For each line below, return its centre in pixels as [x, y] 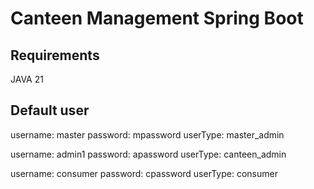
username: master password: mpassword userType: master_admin [147, 134]
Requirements [55, 55]
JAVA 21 [27, 79]
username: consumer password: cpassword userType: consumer [144, 173]
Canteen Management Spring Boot [157, 18]
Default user [50, 110]
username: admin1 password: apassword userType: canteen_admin [148, 154]
